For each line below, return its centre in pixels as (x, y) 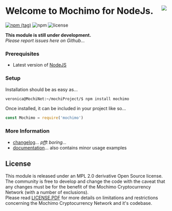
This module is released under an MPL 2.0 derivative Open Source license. (84, 176)
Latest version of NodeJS (39, 65)
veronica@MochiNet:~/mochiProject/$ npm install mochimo (67, 99)
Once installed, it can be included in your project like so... (66, 109)
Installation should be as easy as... (41, 89)
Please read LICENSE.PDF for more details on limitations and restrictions (82, 198)
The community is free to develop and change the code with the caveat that (85, 181)
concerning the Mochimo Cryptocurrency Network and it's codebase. (79, 203)
